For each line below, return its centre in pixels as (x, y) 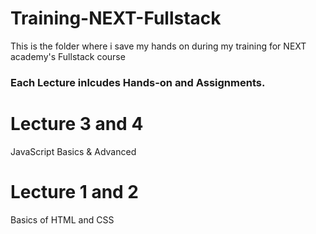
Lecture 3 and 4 (77, 124)
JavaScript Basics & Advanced (73, 151)
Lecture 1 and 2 (75, 191)
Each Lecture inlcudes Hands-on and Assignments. (138, 82)
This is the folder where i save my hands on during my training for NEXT (158, 46)
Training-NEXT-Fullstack (116, 18)
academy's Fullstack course (68, 56)
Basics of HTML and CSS (62, 219)
